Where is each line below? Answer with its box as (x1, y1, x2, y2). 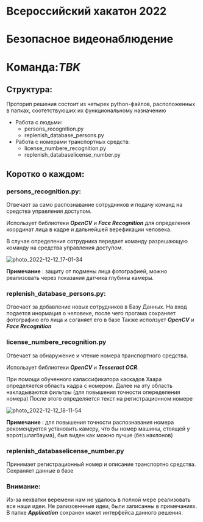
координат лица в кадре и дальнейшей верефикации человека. (6, 226, 172, 233)
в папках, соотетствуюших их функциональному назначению (6, 107, 166, 114)
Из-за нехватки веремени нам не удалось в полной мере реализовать (6, 496, 191, 504)
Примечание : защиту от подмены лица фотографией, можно (6, 268, 168, 275)
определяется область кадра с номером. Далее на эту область (6, 382, 173, 389)
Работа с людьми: (15, 119, 63, 126)
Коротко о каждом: (6, 169, 85, 179)
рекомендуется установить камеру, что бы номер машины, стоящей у (6, 425, 190, 432)
